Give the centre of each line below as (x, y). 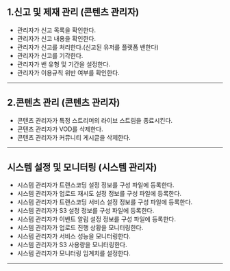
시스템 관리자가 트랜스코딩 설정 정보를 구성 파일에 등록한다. (95, 185)
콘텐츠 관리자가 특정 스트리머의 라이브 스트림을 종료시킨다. (95, 120)
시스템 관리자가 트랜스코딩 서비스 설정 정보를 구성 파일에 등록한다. (105, 202)
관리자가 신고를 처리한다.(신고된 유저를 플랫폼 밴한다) (88, 47)
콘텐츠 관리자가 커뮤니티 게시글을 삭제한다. (74, 137)
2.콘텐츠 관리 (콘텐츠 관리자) (64, 103)
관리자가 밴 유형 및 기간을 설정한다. (64, 64)
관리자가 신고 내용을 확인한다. (56, 38)
